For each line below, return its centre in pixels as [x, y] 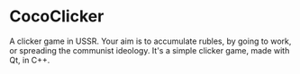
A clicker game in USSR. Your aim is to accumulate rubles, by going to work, [150, 41]
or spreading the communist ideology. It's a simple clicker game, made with [150, 50]
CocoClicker [57, 16]
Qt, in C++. [30, 60]
